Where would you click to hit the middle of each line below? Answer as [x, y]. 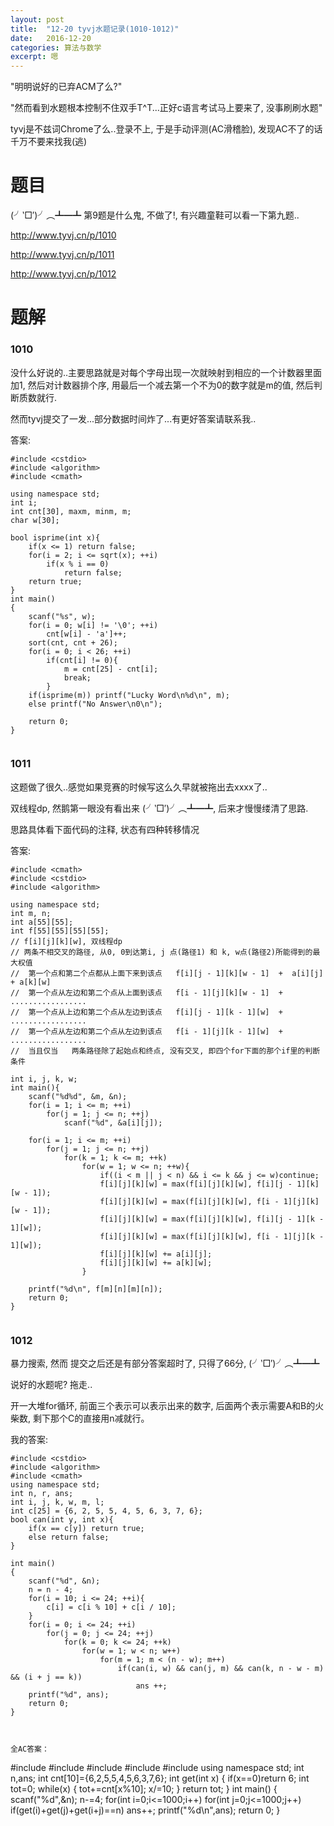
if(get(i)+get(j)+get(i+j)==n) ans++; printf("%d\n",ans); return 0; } [145, 1810]
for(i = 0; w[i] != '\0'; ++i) [93, 625]
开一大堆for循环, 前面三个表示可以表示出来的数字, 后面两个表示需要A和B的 [163, 1406]
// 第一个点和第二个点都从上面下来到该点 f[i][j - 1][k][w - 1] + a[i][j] [167, 973]
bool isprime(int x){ [55, 537]
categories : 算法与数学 [56, 47]
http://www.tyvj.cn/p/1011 [62, 255]
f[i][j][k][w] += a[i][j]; [156, 1254]
